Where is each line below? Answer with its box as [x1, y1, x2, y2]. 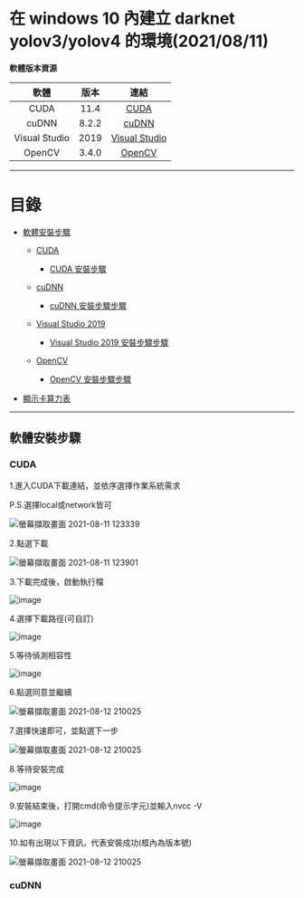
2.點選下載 [9, 538, 49, 549]
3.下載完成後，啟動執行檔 [9, 576, 104, 587]
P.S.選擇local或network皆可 [9, 499, 112, 510]
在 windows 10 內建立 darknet [9, 8, 235, 29]
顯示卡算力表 [22, 393, 71, 404]
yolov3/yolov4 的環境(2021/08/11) [9, 31, 269, 52]
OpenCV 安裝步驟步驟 [49, 373, 131, 385]
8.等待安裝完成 [9, 763, 65, 774]
